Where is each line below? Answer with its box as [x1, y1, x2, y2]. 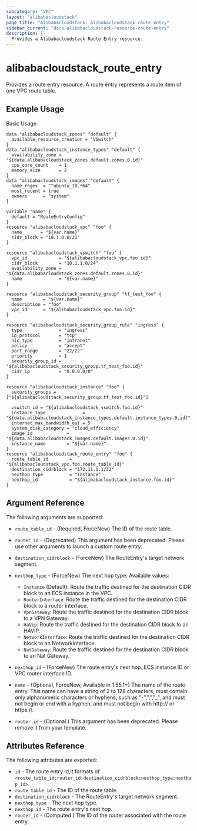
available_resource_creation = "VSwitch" [11, 136, 115, 142]
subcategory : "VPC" [6, 8, 54, 15]
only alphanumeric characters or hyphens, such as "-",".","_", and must [14, 694, 185, 701]
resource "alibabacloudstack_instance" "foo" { [6, 384, 125, 390]
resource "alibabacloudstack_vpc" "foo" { [6, 224, 112, 230]
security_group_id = [11, 358, 62, 364]
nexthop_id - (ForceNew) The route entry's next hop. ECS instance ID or [14, 664, 189, 671]
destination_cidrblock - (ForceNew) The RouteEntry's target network [14, 554, 185, 561]
